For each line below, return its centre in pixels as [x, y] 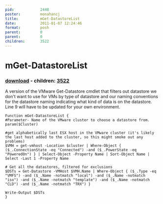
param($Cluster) [22, 124]
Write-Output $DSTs [25, 193]
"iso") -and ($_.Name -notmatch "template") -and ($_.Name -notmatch [78, 180]
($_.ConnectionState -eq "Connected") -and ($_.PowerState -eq [71, 150]
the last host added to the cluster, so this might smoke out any [74, 137]
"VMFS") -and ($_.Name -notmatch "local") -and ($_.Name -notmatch [75, 176]
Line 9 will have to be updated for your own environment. [63, 107]
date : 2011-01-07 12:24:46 [44, 23]
